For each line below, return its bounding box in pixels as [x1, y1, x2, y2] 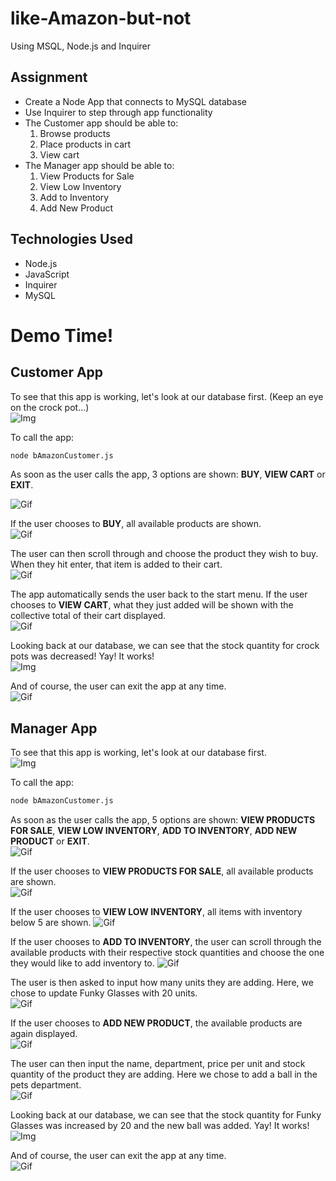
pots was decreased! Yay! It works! [10, 650, 155, 662]
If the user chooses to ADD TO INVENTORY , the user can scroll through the [10, 936, 322, 948]
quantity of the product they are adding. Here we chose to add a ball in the [10, 1068, 318, 1081]
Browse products [39, 127, 111, 139]
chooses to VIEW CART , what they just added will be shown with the [10, 599, 294, 611]
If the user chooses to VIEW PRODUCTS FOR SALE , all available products [10, 865, 314, 877]
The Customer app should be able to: [24, 117, 179, 129]
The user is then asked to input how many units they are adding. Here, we [10, 977, 314, 989]
